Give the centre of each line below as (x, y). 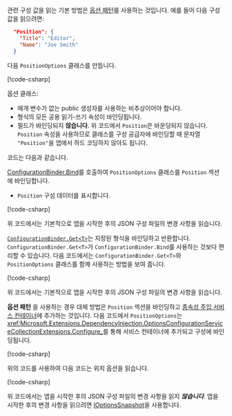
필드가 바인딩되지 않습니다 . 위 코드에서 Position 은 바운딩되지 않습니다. (113, 125)
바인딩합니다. (32, 180)
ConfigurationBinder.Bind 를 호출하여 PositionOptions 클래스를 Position (107, 172)
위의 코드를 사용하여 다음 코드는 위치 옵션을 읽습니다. (78, 368)
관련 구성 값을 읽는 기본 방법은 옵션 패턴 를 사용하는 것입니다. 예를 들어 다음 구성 (114, 10)
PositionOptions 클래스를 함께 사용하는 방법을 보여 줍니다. (86, 264)
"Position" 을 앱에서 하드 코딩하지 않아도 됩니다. (83, 142)
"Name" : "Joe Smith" (49, 45)
